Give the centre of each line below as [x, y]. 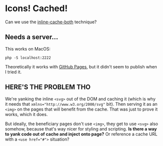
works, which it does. [26, 114]
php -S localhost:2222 [28, 58]
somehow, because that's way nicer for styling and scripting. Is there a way [81, 129]
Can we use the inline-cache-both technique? [51, 22]
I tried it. [13, 72]
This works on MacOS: [28, 49]
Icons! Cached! [36, 8]
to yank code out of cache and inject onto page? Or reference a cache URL [81, 134]
